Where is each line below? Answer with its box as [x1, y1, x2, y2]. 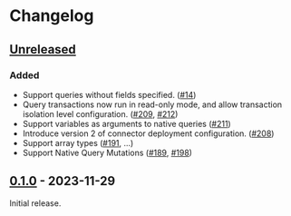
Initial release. [9, 197, 62, 209]
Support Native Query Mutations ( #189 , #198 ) [22, 147, 193, 158]
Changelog [9, 5, 94, 26]
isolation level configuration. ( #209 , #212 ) [22, 108, 179, 119]
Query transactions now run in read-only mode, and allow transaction [22, 99, 283, 110]
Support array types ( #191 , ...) [22, 137, 134, 148]
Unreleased [9, 42, 77, 57]
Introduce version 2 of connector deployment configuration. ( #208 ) [22, 128, 275, 139]
